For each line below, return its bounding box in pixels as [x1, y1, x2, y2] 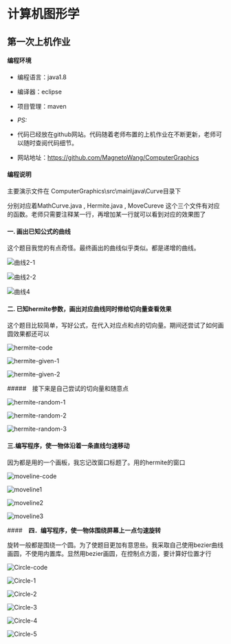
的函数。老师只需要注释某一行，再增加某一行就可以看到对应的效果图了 [7, 210, 206, 218]
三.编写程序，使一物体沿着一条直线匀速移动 [7, 441, 130, 449]
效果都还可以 [12, 330, 49, 338]
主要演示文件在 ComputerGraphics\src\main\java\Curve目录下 [7, 186, 181, 195]
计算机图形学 [7, 6, 80, 22]
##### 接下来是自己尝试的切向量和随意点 [7, 385, 129, 393]
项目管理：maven [16, 102, 67, 110]
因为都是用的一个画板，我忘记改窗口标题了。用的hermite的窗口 [7, 458, 186, 466]
